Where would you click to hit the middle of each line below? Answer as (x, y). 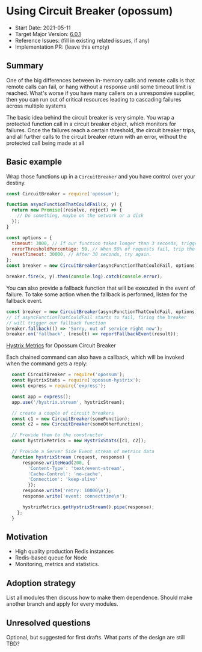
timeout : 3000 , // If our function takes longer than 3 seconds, (95, 243)
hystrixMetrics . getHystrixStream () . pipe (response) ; (88, 507)
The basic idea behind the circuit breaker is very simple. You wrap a (90, 117)
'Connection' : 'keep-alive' (63, 480)
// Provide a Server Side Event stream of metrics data (83, 452)
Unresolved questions (49, 623)
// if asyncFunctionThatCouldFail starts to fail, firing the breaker (96, 317)
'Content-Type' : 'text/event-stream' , (76, 468)
